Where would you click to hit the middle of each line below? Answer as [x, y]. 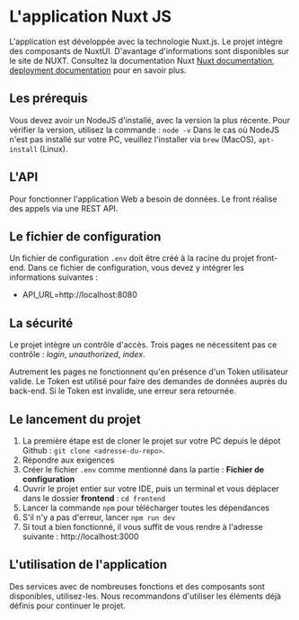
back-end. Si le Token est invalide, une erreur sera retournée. [123, 391]
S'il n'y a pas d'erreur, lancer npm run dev [99, 517]
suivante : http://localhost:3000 [80, 536]
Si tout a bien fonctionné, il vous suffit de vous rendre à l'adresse [142, 527]
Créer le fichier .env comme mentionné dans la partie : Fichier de [143, 469]
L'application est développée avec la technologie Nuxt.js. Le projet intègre [146, 41]
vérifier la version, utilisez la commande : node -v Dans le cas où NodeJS [145, 130]
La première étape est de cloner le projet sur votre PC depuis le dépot [151, 441]
